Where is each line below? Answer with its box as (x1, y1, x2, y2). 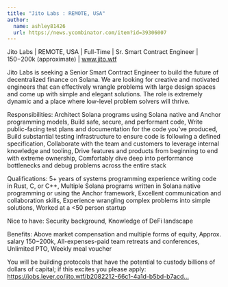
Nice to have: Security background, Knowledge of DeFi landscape (7, 217, 194, 225)
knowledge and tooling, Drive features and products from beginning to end (7, 147, 218, 155)
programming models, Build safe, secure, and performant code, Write (7, 118, 203, 126)
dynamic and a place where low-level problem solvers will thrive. (7, 97, 190, 106)
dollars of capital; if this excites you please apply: (7, 265, 147, 273)
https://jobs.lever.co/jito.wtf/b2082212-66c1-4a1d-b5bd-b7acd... (7, 273, 190, 281)
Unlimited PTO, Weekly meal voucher (7, 245, 112, 253)
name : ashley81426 (13, 23, 66, 29)
